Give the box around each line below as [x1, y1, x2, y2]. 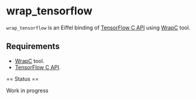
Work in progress [6, 87, 49, 94]
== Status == [6, 75, 39, 82]
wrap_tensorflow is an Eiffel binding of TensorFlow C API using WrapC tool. [6, 24, 191, 31]
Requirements [6, 41, 60, 51]
